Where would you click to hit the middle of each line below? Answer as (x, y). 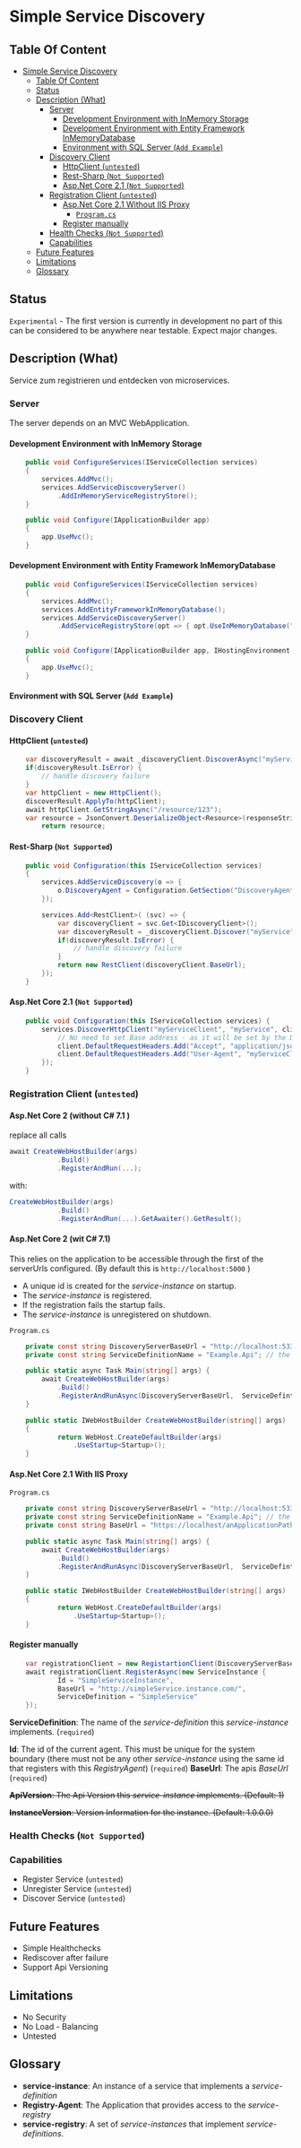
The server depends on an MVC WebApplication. (99, 422)
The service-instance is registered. (87, 1295)
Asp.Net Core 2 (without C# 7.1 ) (69, 1115)
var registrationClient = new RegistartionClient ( (122, 1663)
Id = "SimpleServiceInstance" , (116, 1680)
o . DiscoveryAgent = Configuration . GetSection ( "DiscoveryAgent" (177, 891)
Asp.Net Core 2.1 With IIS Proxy (69, 1474)
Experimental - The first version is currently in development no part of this (146, 321)
